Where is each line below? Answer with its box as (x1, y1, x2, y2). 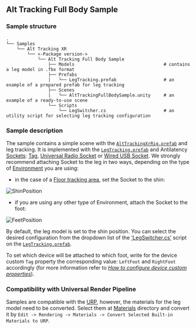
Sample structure (6, 22, 57, 31)
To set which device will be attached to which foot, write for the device (6, 251, 177, 258)
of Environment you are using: (6, 164, 79, 172)
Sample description (6, 126, 63, 135)
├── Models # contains (48, 61, 191, 67)
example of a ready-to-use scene (6, 97, 88, 103)
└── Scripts (48, 102, 77, 108)
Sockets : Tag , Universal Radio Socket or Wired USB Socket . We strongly (6, 152, 181, 159)
